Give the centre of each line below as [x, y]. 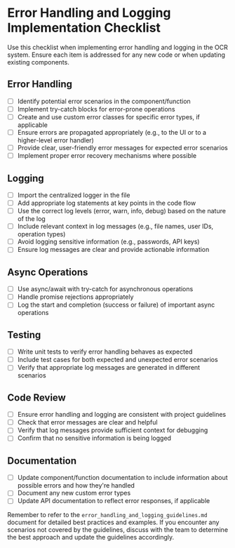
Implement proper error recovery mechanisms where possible [107, 156]
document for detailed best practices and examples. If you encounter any [113, 522]
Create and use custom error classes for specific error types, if [108, 116]
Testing [24, 335]
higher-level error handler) [56, 140]
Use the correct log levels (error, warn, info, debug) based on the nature [122, 211]
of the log [31, 219]
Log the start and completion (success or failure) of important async [116, 305]
